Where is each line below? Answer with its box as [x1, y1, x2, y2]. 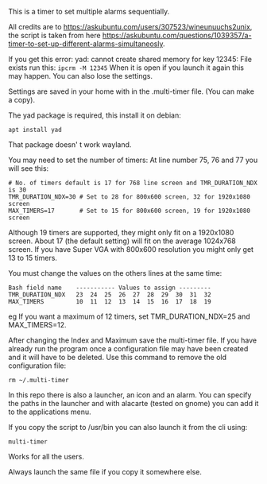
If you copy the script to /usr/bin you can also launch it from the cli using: [8, 423, 248, 432]
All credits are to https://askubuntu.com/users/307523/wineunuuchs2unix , [8, 22, 253, 31]
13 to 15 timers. [8, 254, 58, 262]
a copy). [8, 95, 36, 104]
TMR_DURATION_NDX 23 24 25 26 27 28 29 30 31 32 [8, 291, 212, 299]
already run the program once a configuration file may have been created [8, 344, 249, 353]
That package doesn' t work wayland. [8, 140, 132, 149]
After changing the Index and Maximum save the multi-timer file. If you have [8, 335, 257, 345]
